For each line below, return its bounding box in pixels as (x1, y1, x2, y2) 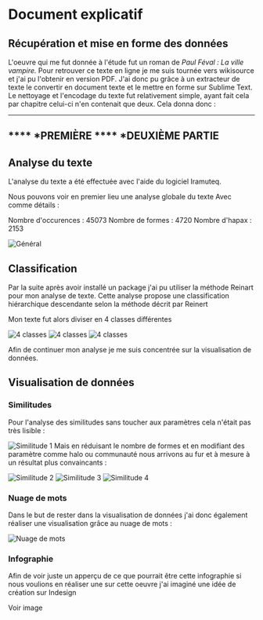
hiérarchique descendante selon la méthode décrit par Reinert (8, 300, 209, 309)
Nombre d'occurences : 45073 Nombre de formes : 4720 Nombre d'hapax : (8, 216, 252, 225)
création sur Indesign (8, 588, 77, 597)
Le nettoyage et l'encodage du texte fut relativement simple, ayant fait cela (8, 91, 250, 100)
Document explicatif (8, 5, 143, 24)
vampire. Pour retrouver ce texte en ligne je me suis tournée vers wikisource (8, 66, 254, 75)
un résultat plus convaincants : (8, 458, 107, 467)
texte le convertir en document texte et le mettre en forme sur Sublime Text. (8, 82, 253, 92)
